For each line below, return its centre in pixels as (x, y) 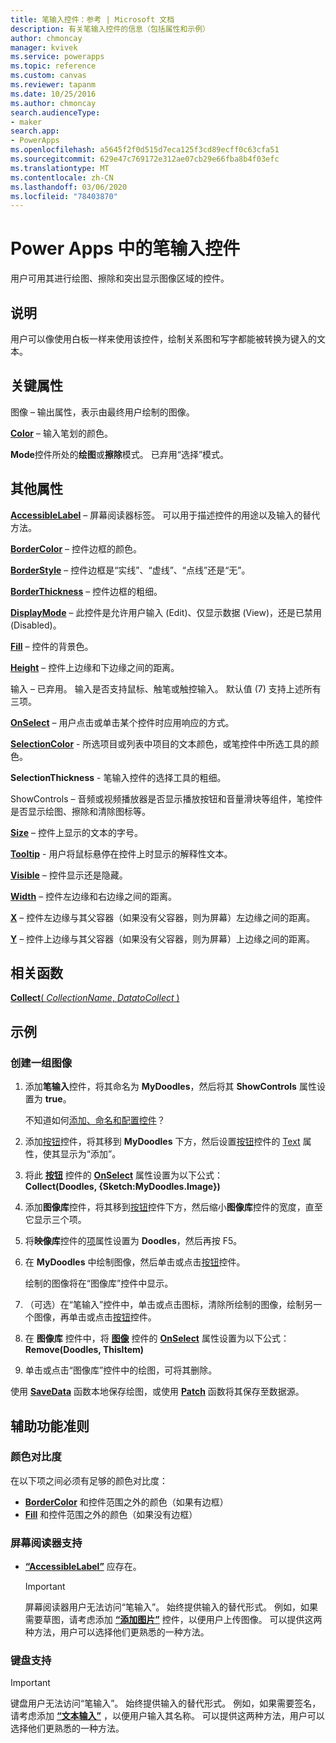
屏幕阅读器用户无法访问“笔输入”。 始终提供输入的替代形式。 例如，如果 (171, 1607)
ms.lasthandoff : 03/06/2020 (69, 187)
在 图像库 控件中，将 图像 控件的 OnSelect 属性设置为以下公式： (157, 1338)
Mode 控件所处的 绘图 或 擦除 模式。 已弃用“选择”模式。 (120, 454)
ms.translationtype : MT (60, 168)
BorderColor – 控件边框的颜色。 (76, 548)
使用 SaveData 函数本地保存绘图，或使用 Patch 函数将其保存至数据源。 (157, 1392)
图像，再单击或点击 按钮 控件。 (95, 1317)
